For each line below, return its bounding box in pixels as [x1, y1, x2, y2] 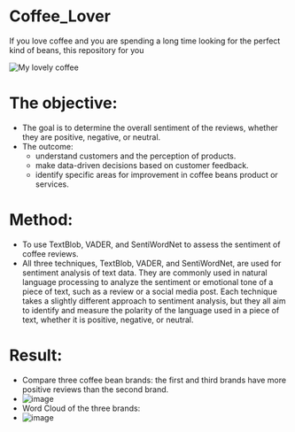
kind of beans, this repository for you [9, 44, 144, 55]
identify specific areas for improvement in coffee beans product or [35, 169, 279, 180]
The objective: [9, 93, 118, 113]
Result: [9, 345, 63, 365]
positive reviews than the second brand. [21, 383, 169, 395]
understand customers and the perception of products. [35, 150, 237, 161]
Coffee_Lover [9, 6, 111, 27]
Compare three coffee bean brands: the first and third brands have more [21, 374, 286, 385]
